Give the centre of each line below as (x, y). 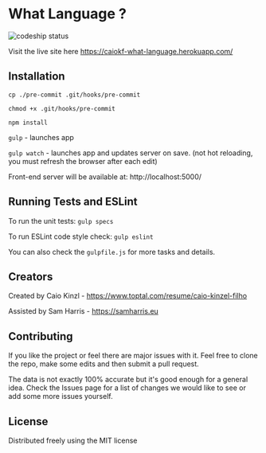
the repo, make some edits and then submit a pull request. (104, 364)
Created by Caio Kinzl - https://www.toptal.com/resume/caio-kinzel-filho (128, 296)
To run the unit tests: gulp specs (61, 221)
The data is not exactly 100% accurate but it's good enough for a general (128, 380)
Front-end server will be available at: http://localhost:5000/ (105, 177)
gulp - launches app (41, 137)
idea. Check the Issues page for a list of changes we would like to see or (127, 388)
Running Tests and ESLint (73, 202)
